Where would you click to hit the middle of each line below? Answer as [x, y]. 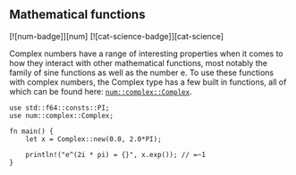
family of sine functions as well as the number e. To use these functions [142, 72]
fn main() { [31, 131]
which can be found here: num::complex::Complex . [101, 91]
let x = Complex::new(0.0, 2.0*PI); [94, 139]
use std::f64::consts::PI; [59, 108]
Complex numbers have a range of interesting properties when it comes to [146, 54]
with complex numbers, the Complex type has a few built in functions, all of [148, 82]
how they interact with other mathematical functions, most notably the [139, 62]
